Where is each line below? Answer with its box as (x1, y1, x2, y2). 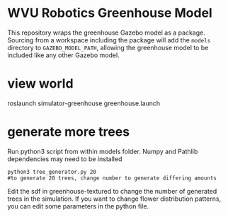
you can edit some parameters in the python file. (7, 201, 149, 210)
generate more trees (7, 124, 130, 140)
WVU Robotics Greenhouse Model (7, 5, 212, 21)
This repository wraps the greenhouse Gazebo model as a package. (7, 28, 205, 37)
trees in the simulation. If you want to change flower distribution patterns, (7, 194, 222, 203)
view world (7, 76, 74, 92)
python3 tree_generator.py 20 (7, 168, 97, 175)
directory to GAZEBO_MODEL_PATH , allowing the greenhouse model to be (7, 43, 209, 52)
